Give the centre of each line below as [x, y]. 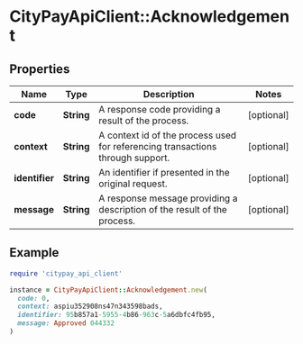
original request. [133, 184]
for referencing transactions [158, 146]
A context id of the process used [168, 135]
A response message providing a [168, 198]
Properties [40, 69]
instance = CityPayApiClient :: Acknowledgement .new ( [108, 290]
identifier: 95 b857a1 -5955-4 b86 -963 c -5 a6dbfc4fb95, [117, 315]
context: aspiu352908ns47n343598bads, [91, 307]
